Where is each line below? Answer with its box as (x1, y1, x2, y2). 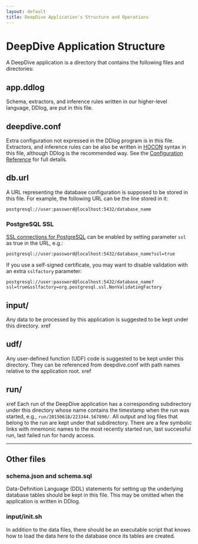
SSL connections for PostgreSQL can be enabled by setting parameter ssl (6, 234, 186, 241)
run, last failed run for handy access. (6, 431, 95, 438)
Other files (6, 454, 46, 464)
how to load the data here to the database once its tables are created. (6, 532, 176, 539)
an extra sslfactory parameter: (6, 268, 82, 275)
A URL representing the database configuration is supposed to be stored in (6, 188, 189, 195)
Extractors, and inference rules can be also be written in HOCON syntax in (6, 143, 187, 150)
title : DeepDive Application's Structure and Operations (6, 14, 149, 20)
